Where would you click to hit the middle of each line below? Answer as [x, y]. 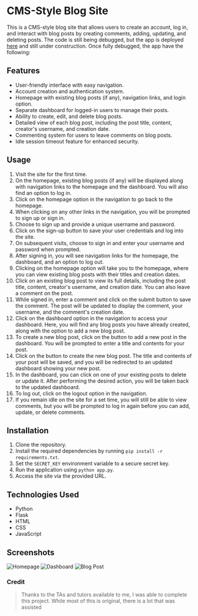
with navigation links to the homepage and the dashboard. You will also [101, 186]
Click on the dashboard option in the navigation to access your [91, 318]
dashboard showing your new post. [58, 368]
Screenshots [31, 552]
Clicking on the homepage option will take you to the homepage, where [102, 268]
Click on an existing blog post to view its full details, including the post [100, 281]
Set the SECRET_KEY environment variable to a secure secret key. [93, 463]
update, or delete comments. [50, 412]
